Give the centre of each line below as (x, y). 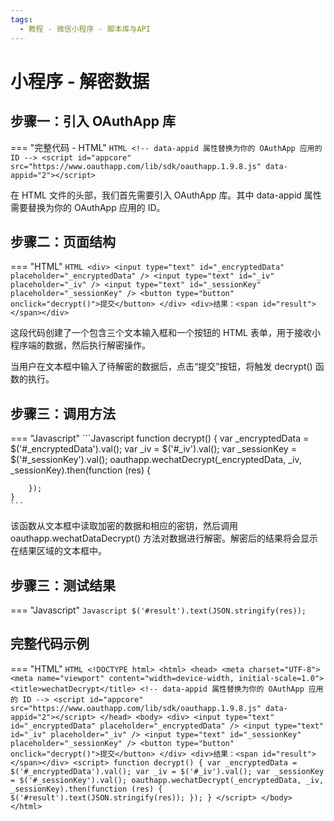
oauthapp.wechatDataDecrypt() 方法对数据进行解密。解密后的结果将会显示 (164, 538)
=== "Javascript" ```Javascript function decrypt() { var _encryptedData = (160, 438)
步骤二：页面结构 (63, 241)
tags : (21, 19)
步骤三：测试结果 (63, 585)
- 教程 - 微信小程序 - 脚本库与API (85, 29)
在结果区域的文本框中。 (58, 551)
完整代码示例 (50, 644)
